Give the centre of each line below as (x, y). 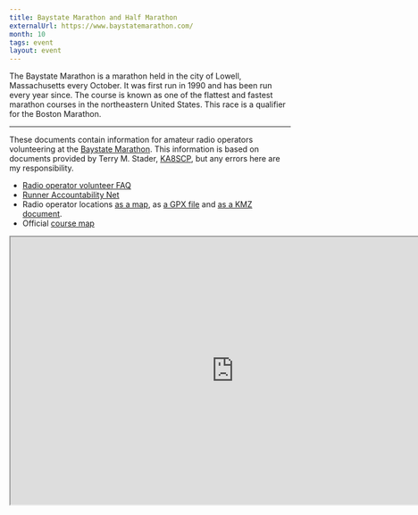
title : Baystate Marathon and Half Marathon (93, 17)
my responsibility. (42, 168)
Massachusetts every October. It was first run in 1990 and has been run (141, 86)
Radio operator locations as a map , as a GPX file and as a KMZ (137, 204)
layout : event (36, 51)
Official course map (59, 223)
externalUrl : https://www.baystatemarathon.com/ (101, 26)
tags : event (31, 42)
